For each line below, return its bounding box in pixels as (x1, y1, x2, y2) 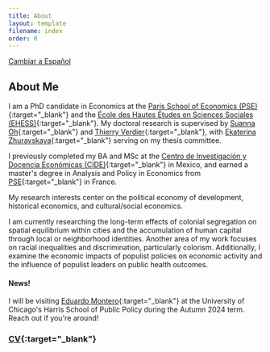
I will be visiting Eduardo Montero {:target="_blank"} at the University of (8, 296, 245, 306)
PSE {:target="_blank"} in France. (8, 177, 118, 186)
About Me (8, 80, 59, 94)
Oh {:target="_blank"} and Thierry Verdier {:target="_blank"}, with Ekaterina (8, 127, 256, 137)
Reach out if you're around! (8, 313, 99, 323)
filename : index (8, 27, 63, 35)
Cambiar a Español (8, 57, 71, 66)
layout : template (8, 19, 67, 27)
